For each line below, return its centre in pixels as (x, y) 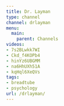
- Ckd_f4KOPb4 (23, 55)
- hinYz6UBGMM (23, 61)
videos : (15, 45)
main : (18, 34)
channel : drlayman (28, 22)
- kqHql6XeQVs (23, 72)
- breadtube (20, 83)
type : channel (23, 17)
